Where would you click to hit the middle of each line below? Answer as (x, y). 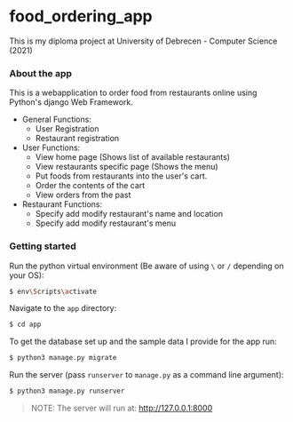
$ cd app (25, 325)
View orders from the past (83, 195)
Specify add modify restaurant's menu (106, 223)
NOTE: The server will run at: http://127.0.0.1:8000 (122, 408)
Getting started (43, 246)
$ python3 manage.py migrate (63, 358)
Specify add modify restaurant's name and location (129, 214)
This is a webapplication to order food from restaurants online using (133, 93)
